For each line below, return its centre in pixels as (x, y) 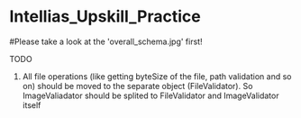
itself (32, 104)
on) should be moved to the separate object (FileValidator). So (137, 86)
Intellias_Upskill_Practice (105, 17)
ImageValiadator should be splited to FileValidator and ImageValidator (150, 95)
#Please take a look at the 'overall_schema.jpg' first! (106, 41)
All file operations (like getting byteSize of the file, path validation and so (157, 76)
